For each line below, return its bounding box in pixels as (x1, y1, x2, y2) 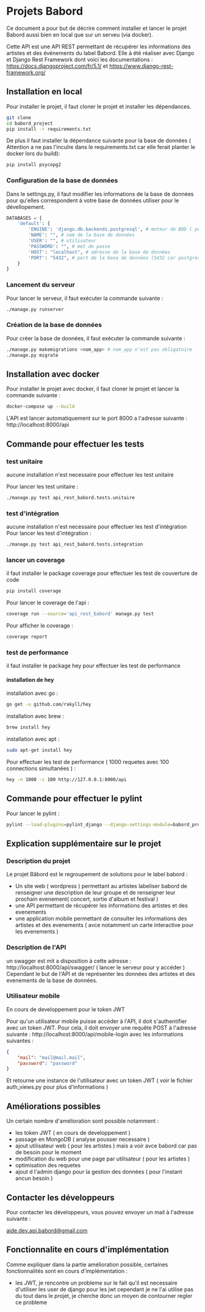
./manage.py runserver (6, 306, 64, 312)
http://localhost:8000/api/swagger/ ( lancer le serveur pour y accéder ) (6, 964, 185, 971)
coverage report (6, 634, 48, 640)
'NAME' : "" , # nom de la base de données (28, 232, 135, 238)
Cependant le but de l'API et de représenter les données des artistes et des (6, 970, 195, 977)
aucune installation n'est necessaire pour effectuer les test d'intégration (6, 523, 187, 530)
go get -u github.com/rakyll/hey (6, 702, 92, 708)
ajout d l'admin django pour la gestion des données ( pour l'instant (15, 1168, 182, 1176)
